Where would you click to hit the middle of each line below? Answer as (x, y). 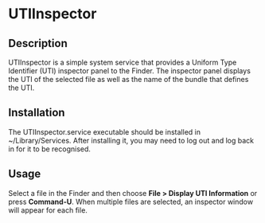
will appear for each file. (48, 210)
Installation (37, 113)
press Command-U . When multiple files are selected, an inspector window (131, 201)
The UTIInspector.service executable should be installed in (105, 131)
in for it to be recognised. (50, 149)
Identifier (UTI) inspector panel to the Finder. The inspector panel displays (129, 71)
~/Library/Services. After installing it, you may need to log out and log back (131, 140)
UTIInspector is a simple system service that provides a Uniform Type (123, 62)
